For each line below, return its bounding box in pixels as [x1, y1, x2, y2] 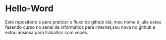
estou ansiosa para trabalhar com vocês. [5, 29, 88, 35]
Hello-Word [5, 3, 54, 14]
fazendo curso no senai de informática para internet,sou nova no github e [5, 24, 156, 30]
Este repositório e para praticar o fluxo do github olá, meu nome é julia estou [5, 19, 162, 25]
